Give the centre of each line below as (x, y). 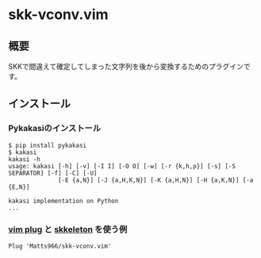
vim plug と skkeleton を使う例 (68, 229)
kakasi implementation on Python (63, 201)
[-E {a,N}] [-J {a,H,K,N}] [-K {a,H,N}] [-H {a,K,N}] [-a (156, 180)
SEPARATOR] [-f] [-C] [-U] (53, 173)
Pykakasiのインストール (55, 129)
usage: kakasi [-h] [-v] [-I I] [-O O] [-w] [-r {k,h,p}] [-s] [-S (122, 166)
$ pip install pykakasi (48, 145)
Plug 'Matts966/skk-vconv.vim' (60, 246)
